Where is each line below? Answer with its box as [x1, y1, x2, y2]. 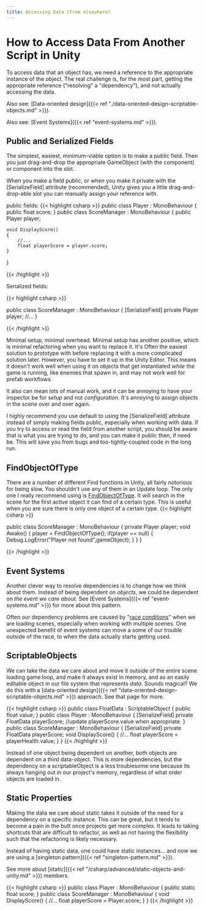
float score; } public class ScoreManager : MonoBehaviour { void [6, 890, 170, 897]
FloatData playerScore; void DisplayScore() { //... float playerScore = [6, 731, 179, 738]
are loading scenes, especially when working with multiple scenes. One [6, 620, 187, 627]
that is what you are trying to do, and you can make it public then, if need [6, 432, 191, 439]
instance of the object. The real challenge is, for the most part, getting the [6, 75, 193, 83]
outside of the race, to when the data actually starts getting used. [6, 633, 171, 640]
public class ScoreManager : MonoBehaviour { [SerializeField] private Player [6, 307, 199, 314]
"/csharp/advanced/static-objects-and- [85, 865, 185, 873]
